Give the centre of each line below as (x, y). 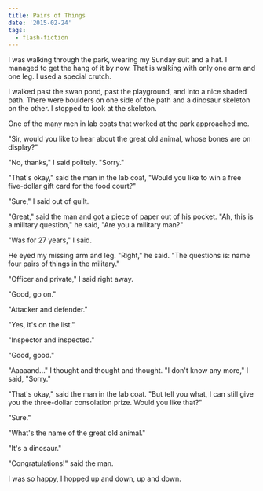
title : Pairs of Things (47, 15)
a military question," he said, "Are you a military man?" (96, 225)
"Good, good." (31, 356)
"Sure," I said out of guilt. (49, 201)
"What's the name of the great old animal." (77, 433)
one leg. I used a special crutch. (60, 76)
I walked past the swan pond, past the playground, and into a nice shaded (128, 92)
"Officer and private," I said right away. (71, 279)
